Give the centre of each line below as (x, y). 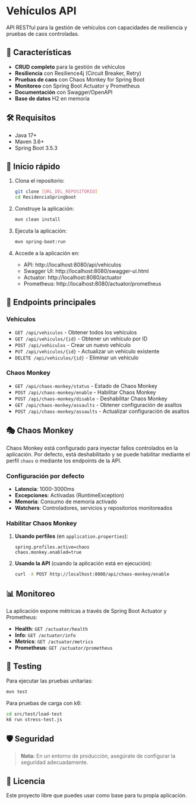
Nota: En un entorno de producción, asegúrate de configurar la (98, 756)
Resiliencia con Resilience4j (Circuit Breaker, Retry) (78, 73)
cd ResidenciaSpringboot (45, 198)
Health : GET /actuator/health (51, 628)
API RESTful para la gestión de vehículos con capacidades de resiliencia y (97, 27)
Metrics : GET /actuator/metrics (54, 641)
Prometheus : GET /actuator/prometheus (64, 647)
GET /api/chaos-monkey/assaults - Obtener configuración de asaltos (98, 405)
